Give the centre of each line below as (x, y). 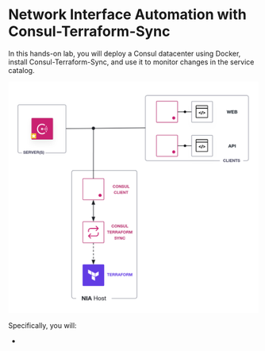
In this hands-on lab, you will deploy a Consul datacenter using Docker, (125, 53)
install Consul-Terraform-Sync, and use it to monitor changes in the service (131, 62)
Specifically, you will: (42, 326)
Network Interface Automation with (128, 15)
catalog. (21, 70)
